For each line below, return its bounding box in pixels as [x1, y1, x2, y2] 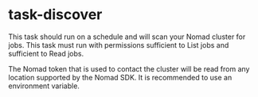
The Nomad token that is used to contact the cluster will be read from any [8, 64, 250, 73]
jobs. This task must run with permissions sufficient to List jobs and [8, 40, 229, 49]
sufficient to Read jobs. [8, 48, 84, 58]
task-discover [8, 6, 103, 24]
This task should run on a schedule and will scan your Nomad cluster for [8, 32, 246, 41]
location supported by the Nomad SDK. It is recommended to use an [8, 72, 233, 82]
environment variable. [8, 81, 80, 91]
